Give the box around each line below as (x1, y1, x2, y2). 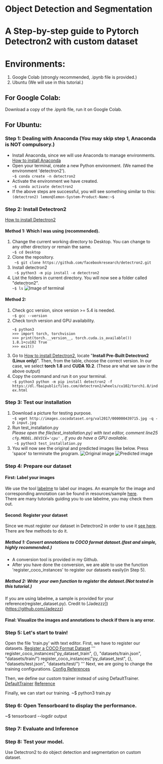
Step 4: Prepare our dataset (5, 462, 72, 469)
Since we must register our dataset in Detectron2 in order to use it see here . (5, 523, 157, 529)
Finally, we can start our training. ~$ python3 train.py (5, 690, 111, 696)
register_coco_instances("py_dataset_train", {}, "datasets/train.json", (5, 650, 142, 656)
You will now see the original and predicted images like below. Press (12, 445, 149, 451)
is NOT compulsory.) (5, 141, 55, 148)
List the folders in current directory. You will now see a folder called (12, 275, 147, 281)
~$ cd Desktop (12, 250, 41, 255)
